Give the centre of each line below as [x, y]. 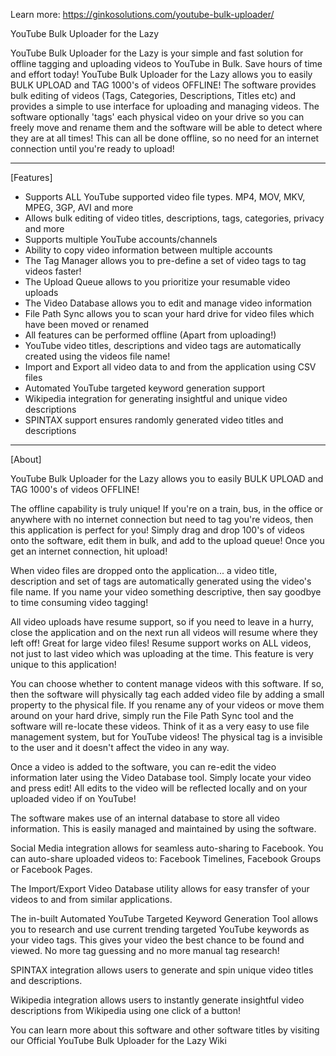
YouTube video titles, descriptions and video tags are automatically [163, 345]
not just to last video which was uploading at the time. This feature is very [162, 653]
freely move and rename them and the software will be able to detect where [166, 127]
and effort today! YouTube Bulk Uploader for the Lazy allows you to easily [161, 74]
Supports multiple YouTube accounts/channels [121, 239]
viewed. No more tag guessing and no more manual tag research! [145, 950]
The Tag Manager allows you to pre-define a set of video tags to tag [165, 260]
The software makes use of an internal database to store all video [145, 818]
